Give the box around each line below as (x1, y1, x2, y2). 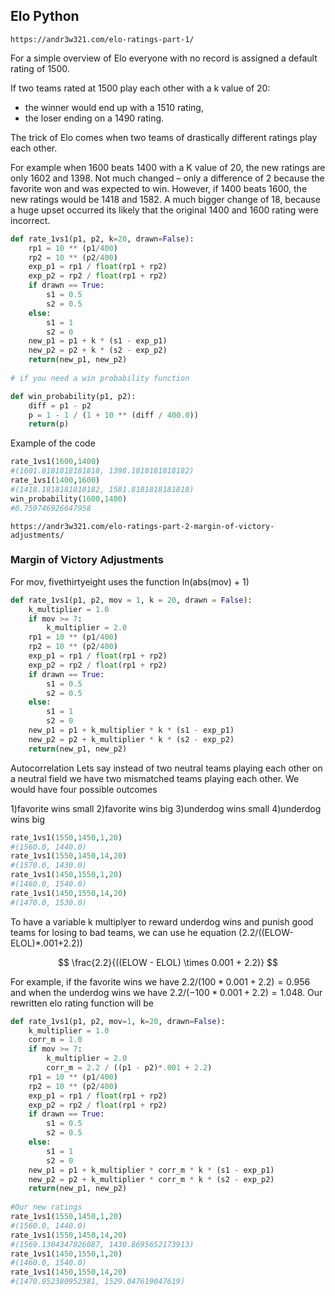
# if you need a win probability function (10, 373, 190, 383)
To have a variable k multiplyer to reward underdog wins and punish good (10, 915, 314, 928)
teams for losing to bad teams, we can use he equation (10, 926, 237, 938)
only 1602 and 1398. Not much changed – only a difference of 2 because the (10, 172, 325, 184)
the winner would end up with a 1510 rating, (24, 101, 204, 113)
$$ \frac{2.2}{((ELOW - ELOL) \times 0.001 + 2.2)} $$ (57, 956, 279, 968)
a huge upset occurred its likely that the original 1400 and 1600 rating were (10, 204, 319, 216)
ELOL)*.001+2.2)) (10, 937, 83, 949)
